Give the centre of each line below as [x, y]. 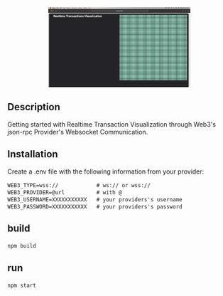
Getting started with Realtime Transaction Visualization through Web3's [112, 124]
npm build [22, 246]
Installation [33, 154]
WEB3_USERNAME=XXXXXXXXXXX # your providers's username [95, 199]
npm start [22, 286]
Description [34, 107]
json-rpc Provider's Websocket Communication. [78, 132]
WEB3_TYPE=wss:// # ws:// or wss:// [79, 185]
